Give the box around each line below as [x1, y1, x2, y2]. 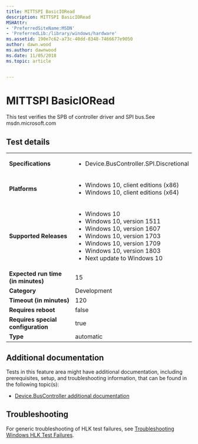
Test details [6, 137, 50, 147]
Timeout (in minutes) [9, 296, 70, 304]
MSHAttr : [6, 20, 28, 25]
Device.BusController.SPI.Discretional [85, 160, 189, 168]
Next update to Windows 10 [85, 254, 163, 262]
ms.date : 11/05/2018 [6, 53, 57, 59]
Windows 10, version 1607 [85, 225, 161, 233]
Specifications [9, 160, 51, 168]
